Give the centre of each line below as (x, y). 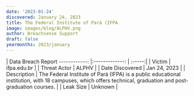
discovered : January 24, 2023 (44, 17)
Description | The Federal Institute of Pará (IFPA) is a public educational (93, 74)
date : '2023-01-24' (30, 12)
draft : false (22, 39)
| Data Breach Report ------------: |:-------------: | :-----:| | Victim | (88, 61)
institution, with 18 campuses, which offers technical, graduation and (90, 80)
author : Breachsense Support (42, 34)
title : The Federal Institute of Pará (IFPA (62, 23)
